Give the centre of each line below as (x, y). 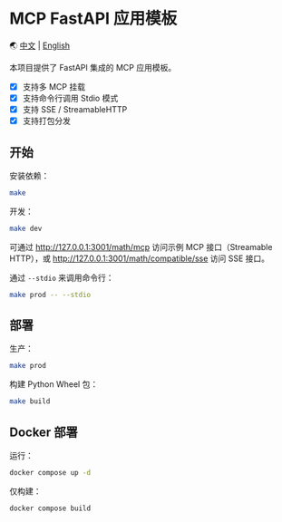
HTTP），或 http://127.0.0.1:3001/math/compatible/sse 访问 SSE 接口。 (140, 258)
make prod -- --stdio (50, 295)
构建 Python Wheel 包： (54, 384)
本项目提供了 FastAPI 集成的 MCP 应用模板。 (93, 67)
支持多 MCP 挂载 (54, 86)
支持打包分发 (46, 121)
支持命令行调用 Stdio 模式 (70, 98)
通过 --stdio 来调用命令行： (62, 277)
